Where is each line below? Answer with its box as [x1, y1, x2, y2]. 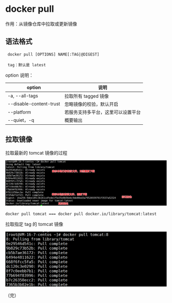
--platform [7, 109, 32, 115]
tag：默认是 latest [7, 62, 46, 67]
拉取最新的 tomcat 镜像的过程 [5, 149, 68, 156]
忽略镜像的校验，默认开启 [64, 101, 119, 107]
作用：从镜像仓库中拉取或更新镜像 [5, 21, 77, 27]
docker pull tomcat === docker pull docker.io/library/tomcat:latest [5, 211, 157, 216]
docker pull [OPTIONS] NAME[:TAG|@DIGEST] [7, 52, 100, 57]
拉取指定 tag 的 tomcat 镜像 [5, 221, 63, 227]
